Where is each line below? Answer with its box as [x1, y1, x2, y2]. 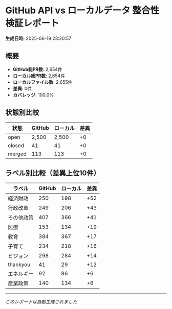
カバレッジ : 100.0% [12, 91, 54, 98]
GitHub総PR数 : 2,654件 [12, 66, 62, 72]
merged [8, 150, 27, 157]
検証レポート [5, 17, 60, 29]
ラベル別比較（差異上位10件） [5, 169, 101, 177]
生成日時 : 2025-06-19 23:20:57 [5, 35, 72, 41]
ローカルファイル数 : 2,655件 [12, 79, 73, 85]
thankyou [8, 261, 31, 268]
